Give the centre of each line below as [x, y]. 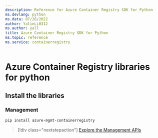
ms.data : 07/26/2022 [27, 19]
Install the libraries [35, 96]
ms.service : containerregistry [38, 42]
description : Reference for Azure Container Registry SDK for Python [79, 10]
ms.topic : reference [27, 38]
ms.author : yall [22, 28]
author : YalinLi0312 [27, 24]
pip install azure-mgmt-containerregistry [50, 120]
